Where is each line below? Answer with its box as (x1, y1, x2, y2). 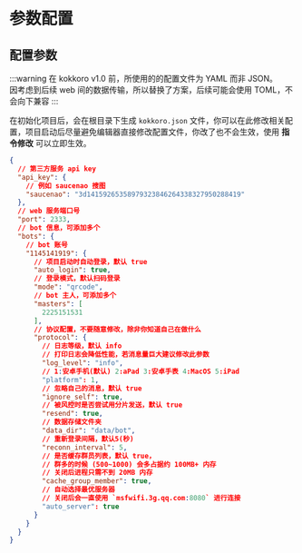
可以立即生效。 (34, 138, 92, 148)
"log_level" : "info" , (42, 359, 124, 368)
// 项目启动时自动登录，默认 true (33, 257, 148, 266)
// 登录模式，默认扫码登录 (33, 274, 121, 283)
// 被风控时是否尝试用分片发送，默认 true (42, 400, 183, 410)
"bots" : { (17, 232, 54, 241)
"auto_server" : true (42, 501, 120, 511)
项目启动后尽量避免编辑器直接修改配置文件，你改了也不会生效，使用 (24, 126, 279, 137)
